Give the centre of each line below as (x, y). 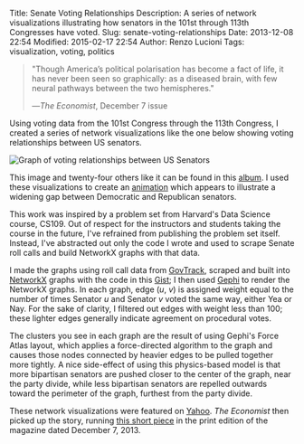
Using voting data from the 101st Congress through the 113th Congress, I (144, 123)
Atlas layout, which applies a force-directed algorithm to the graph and (141, 345)
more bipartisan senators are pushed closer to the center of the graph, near (150, 374)
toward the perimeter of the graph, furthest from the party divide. (131, 393)
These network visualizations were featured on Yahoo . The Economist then (149, 411)
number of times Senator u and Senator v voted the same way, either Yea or (151, 299)
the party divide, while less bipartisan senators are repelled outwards (138, 384)
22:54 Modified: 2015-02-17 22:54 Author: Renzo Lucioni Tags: (127, 42)
